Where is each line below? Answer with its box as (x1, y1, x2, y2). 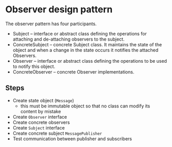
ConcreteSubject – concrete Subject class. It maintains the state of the (12, 41, 162, 47)
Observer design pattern (5, 4, 113, 15)
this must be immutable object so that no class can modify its (20, 103, 150, 109)
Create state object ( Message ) (12, 97, 74, 103)
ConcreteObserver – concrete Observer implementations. (12, 68, 135, 75)
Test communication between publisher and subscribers (12, 135, 132, 142)
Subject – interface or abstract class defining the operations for (12, 30, 147, 36)
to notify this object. (12, 63, 55, 69)
